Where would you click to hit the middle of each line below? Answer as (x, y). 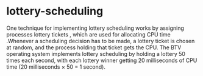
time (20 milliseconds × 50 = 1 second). (56, 67)
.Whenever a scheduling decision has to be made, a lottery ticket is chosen (101, 41)
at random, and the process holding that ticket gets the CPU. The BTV (94, 47)
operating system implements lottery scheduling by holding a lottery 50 (96, 54)
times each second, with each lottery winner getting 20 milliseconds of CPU (102, 60)
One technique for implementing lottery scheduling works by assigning (95, 28)
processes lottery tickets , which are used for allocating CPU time (88, 34)
